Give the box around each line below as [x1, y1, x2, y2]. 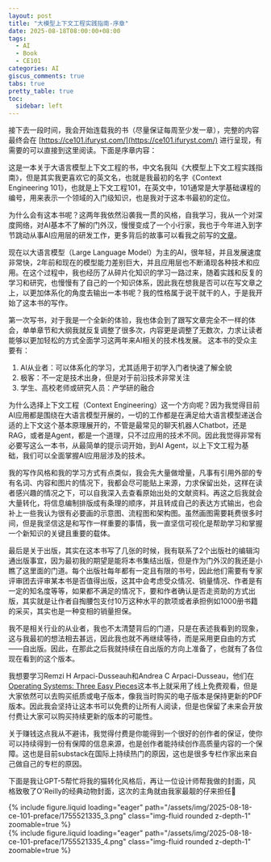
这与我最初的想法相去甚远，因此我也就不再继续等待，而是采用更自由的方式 [8, 634, 256, 644]
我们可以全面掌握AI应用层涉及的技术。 [22, 450, 150, 461]
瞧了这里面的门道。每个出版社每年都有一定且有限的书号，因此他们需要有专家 [8, 566, 263, 576]
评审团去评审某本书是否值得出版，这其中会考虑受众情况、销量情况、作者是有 [8, 576, 263, 586]
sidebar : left [15, 102, 63, 110]
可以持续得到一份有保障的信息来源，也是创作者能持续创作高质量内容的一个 [8, 739, 256, 749]
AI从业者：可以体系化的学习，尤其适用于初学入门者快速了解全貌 [19, 363, 232, 373]
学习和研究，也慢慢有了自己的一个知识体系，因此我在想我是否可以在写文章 [8, 278, 256, 288]
